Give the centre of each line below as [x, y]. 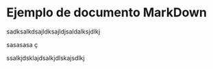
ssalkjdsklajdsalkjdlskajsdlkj [46, 58]
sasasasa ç [22, 44]
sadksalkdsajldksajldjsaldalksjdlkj [53, 31]
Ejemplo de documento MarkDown [106, 13]
